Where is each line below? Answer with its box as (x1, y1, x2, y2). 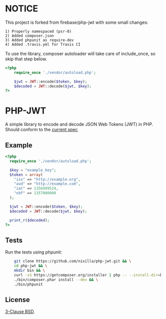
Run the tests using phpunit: (5, 249, 63, 255)
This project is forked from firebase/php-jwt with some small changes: (5, 19, 149, 25)
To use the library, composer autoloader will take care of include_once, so (5, 51, 156, 56)
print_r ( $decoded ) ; (9, 217, 50, 223)
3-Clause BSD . (5, 309, 36, 315)
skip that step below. (5, 55, 47, 62)
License (5, 295, 30, 304)
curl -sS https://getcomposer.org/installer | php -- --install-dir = (14, 272, 161, 277)
